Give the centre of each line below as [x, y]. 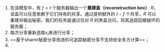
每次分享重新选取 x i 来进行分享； [42, 33]
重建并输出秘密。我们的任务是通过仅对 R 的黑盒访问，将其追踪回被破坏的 [85, 20]
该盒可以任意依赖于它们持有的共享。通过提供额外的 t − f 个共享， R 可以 [83, 14]
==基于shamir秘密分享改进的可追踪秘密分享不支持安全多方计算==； [80, 40]
